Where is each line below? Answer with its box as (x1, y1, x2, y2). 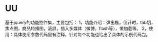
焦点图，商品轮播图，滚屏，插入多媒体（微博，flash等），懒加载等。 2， (5, 25, 149, 31)
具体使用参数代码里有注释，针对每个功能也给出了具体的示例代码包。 (13, 31, 150, 37)
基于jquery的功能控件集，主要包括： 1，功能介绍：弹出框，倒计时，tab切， (5, 19, 156, 25)
